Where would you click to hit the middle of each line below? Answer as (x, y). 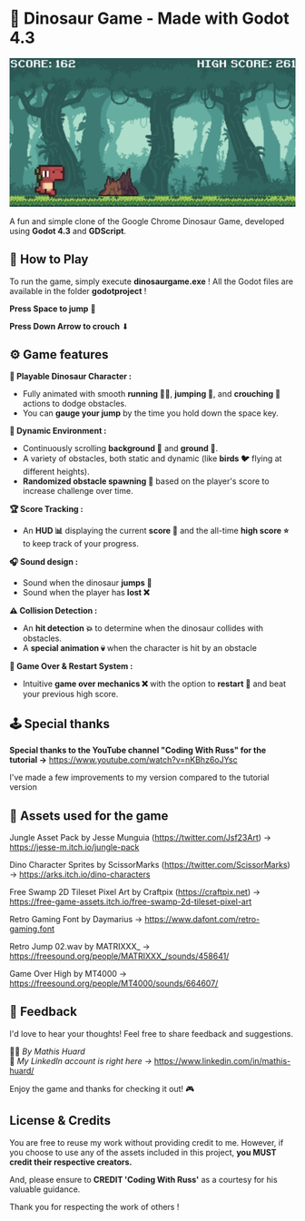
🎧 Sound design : (44, 562)
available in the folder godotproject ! (78, 290)
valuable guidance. (45, 1189)
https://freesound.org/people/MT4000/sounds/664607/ (114, 983)
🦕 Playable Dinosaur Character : (70, 377)
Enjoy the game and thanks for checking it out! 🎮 (102, 1088)
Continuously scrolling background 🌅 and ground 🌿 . (120, 448)
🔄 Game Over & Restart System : (71, 666)
